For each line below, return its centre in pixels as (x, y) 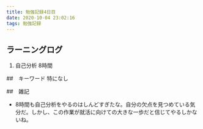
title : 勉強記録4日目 (31, 12)
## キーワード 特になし (37, 79)
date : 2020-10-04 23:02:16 (41, 18)
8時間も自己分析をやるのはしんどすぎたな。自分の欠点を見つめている (103, 105)
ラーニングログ (35, 50)
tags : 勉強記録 (24, 23)
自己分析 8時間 (34, 65)
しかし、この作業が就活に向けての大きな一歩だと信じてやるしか (112, 112)
